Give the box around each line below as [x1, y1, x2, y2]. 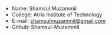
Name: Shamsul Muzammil [11, 5, 77, 12]
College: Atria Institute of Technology [11, 11, 103, 18]
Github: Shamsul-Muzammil [11, 23, 80, 30]
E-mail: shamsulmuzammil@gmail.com [11, 17, 106, 24]
